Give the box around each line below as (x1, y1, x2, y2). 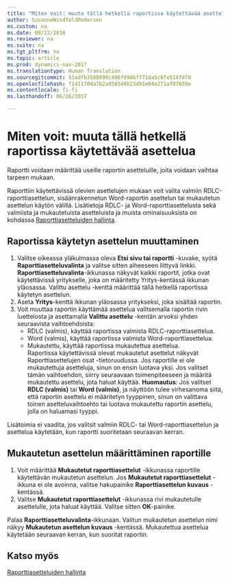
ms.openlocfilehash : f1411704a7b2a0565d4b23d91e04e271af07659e (7, 80, 192, 87)
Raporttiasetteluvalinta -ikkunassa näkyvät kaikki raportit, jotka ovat (16, 268, 210, 277)
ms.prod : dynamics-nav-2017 (7, 61, 88, 68)
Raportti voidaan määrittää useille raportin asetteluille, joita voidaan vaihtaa (7, 165, 218, 174)
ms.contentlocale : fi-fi (7, 87, 78, 93)
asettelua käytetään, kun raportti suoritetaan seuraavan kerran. (7, 427, 185, 436)
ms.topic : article (7, 55, 60, 62)
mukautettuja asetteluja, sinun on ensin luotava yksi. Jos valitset (27, 363, 209, 371)
